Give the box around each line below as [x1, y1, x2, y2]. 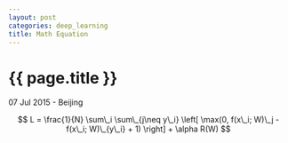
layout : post [8, 12, 57, 22]
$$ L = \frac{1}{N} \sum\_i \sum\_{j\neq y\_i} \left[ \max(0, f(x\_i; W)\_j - [17, 115, 280, 125]
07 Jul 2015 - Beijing [8, 97, 84, 107]
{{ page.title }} [8, 68, 118, 88]
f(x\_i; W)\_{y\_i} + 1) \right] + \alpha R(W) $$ [65, 123, 232, 134]
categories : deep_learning [8, 21, 108, 30]
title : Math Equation [8, 29, 89, 38]
